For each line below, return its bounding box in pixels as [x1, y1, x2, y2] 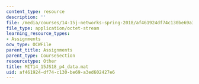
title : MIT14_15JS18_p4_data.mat [6, 63, 89, 70]
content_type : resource [6, 8, 65, 15]
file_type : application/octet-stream [6, 25, 99, 31]
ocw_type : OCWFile [6, 42, 52, 48]
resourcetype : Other [6, 58, 57, 64]
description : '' [6, 14, 46, 20]
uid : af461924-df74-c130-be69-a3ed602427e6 [6, 69, 115, 75]
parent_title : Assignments [6, 47, 73, 53]
